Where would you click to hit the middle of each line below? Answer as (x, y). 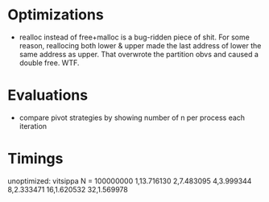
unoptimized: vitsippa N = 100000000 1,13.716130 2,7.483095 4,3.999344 (130, 181)
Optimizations (56, 15)
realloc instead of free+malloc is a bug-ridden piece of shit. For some (134, 37)
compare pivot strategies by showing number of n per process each (132, 117)
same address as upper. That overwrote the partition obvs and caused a (139, 54)
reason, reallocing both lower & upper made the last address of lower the (140, 45)
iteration (33, 126)
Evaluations (48, 95)
